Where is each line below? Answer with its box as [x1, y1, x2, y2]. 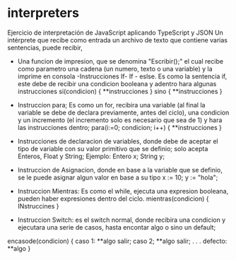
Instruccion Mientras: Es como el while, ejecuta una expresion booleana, [17, 187, 229, 195]
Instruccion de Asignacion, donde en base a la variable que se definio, [17, 165, 223, 174]
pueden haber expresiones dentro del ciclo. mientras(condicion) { [17, 194, 210, 203]
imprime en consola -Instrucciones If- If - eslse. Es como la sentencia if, [17, 72, 228, 81]
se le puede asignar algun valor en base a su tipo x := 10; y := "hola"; [17, 173, 218, 182]
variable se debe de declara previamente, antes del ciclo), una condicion [17, 108, 230, 117]
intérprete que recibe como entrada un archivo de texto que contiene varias [7, 35, 228, 44]
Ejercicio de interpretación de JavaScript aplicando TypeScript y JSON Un [7, 28, 224, 37]
